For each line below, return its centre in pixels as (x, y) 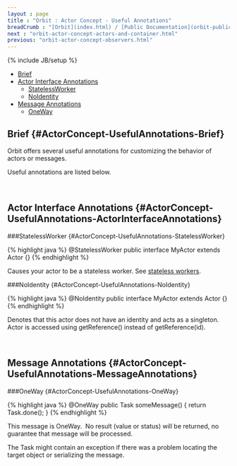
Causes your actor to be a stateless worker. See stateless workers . (104, 271)
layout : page (28, 14)
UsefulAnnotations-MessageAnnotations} (102, 374)
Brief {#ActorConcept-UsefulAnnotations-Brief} (116, 134)
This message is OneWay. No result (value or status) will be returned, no (113, 426)
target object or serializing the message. (66, 455)
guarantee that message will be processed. (70, 433)
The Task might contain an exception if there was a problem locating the (112, 447)
